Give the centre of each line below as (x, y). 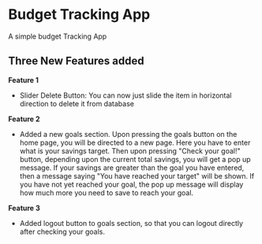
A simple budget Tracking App (58, 36)
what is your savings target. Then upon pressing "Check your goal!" (130, 150)
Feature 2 (24, 119)
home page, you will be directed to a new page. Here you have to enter (135, 142)
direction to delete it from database (77, 103)
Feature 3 (24, 208)
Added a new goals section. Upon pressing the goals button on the (128, 134)
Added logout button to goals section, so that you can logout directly (131, 223)
